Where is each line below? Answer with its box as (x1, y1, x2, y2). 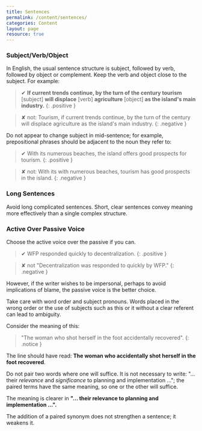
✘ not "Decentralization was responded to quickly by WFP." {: (20, 262, 174, 269)
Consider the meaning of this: (6, 322, 80, 330)
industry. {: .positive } (20, 102, 76, 109)
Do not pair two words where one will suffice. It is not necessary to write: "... (6, 370, 195, 377)
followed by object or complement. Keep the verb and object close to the (6, 71, 187, 78)
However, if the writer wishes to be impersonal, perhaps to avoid (6, 280, 167, 287)
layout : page (6, 25, 39, 32)
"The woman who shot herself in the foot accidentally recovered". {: (20, 334, 189, 341)
